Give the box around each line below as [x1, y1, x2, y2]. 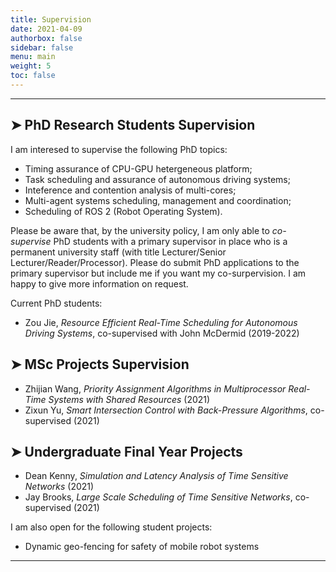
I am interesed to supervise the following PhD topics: [10, 143, 228, 155]
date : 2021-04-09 [10, 24, 83, 34]
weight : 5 [10, 61, 52, 71]
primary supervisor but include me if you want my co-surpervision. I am [10, 267, 307, 279]
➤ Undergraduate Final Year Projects [10, 443, 243, 460]
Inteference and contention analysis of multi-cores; [24, 184, 237, 196]
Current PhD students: [10, 297, 103, 309]
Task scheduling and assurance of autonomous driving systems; [24, 173, 291, 185]
